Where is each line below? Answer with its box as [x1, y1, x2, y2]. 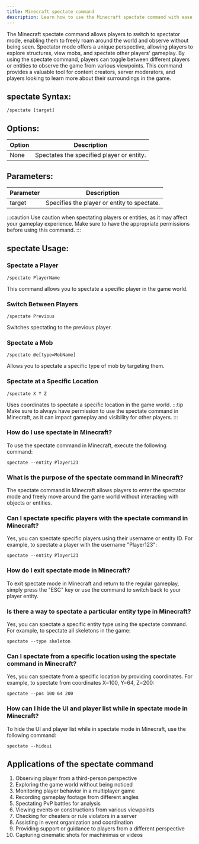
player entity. [7, 592, 39, 599]
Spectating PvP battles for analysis [15, 800, 101, 807]
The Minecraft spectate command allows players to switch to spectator [7, 30, 180, 37]
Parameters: [7, 171, 53, 181]
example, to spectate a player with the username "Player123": [7, 541, 158, 548]
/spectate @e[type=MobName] [7, 352, 76, 358]
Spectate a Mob [7, 338, 53, 346]
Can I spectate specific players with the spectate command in [7, 514, 188, 522]
